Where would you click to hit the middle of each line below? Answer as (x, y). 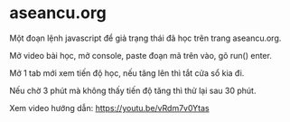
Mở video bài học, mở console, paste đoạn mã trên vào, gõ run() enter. (141, 55)
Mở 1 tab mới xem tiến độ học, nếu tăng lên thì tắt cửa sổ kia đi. (127, 73)
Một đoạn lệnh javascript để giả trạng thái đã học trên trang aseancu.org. (145, 38)
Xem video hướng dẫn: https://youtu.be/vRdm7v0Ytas (109, 108)
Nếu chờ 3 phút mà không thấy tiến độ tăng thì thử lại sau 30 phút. (133, 90)
